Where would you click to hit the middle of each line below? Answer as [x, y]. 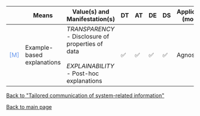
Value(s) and [91, 12]
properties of [85, 44]
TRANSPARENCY [90, 29]
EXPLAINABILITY [90, 66]
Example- [39, 48]
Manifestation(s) [91, 19]
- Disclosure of [88, 36]
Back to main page [29, 107]
